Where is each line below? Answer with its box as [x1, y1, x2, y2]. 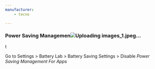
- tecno [14, 12, 30, 17]
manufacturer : [5, 7, 34, 12]
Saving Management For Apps [5, 58, 67, 64]
